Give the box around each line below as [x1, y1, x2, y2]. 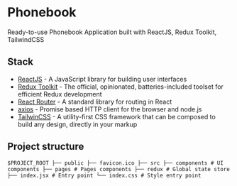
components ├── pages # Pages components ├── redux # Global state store [7, 165, 231, 173]
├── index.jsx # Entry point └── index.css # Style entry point [7, 172, 202, 179]
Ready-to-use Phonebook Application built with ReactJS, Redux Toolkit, [7, 28, 217, 36]
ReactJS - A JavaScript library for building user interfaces [17, 75, 187, 83]
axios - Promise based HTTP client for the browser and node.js [17, 104, 202, 114]
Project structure [7, 141, 84, 153]
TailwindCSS [7, 35, 45, 43]
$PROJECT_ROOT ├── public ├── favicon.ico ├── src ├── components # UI [7, 159, 224, 167]
